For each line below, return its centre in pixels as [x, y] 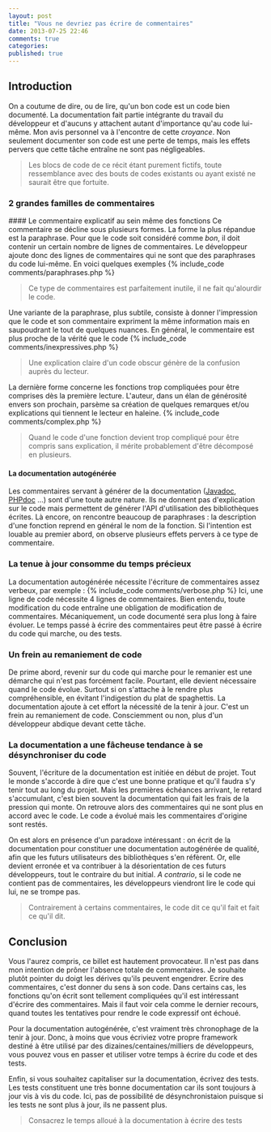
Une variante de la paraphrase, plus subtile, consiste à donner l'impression [133, 312]
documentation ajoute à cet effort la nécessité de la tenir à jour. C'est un [129, 706]
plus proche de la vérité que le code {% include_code [97, 338]
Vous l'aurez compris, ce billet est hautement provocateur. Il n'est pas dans [133, 962]
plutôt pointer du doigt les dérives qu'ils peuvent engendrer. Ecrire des [126, 979]
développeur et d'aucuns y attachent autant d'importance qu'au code [124, 123]
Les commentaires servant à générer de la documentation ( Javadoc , [123, 491]
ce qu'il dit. [47, 916]
